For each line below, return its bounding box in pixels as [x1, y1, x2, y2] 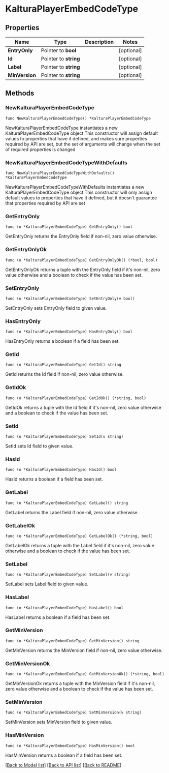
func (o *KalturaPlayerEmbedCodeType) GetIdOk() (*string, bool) [5, 395, 146, 401]
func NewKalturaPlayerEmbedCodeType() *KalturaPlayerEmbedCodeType [5, 115, 151, 121]
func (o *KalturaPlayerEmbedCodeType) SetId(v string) [5, 434, 124, 439]
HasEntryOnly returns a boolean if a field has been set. [5, 338, 120, 344]
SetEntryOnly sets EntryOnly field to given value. [5, 305, 107, 311]
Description [85, 39, 114, 45]
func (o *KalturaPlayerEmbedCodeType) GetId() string [5, 362, 122, 368]
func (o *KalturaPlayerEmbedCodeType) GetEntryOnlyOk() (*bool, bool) [5, 257, 158, 262]
